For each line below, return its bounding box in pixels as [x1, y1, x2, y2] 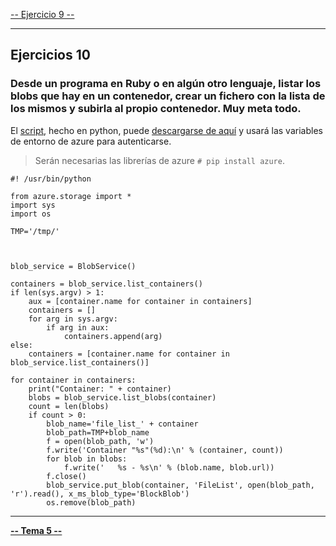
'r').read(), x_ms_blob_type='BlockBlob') [10, 489, 190, 499]
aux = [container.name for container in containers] [28, 296, 253, 306]
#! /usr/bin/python [10, 174, 92, 184]
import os [10, 209, 52, 219]
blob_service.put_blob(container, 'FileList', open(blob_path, [46, 480, 315, 490]
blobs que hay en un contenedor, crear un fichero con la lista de [10, 89, 326, 103]
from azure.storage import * [10, 191, 132, 201]
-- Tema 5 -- [10, 524, 63, 536]
